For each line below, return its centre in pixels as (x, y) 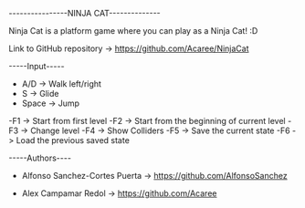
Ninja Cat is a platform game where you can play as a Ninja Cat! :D (133, 31)
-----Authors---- (40, 158)
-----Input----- (37, 66)
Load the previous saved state (73, 140)
